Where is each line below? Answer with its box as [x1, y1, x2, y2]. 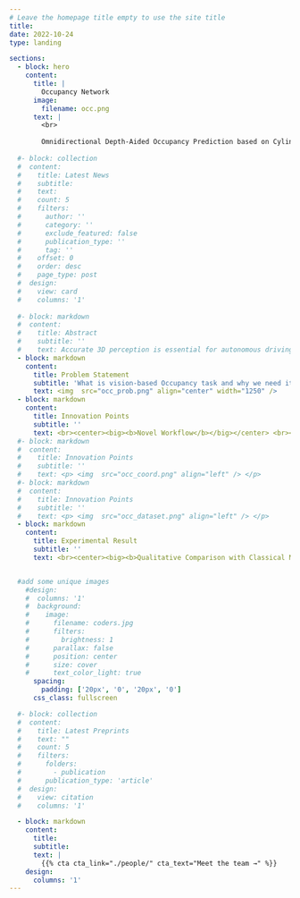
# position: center [25, 652, 118, 661]
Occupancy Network [41, 87, 110, 97]
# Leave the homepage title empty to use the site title [9, 13, 226, 22]
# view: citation [17, 792, 94, 801]
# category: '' [17, 220, 94, 229]
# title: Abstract [17, 328, 98, 338]
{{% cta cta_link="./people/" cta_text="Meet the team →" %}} [41, 859, 278, 868]
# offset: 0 [17, 254, 74, 263]
